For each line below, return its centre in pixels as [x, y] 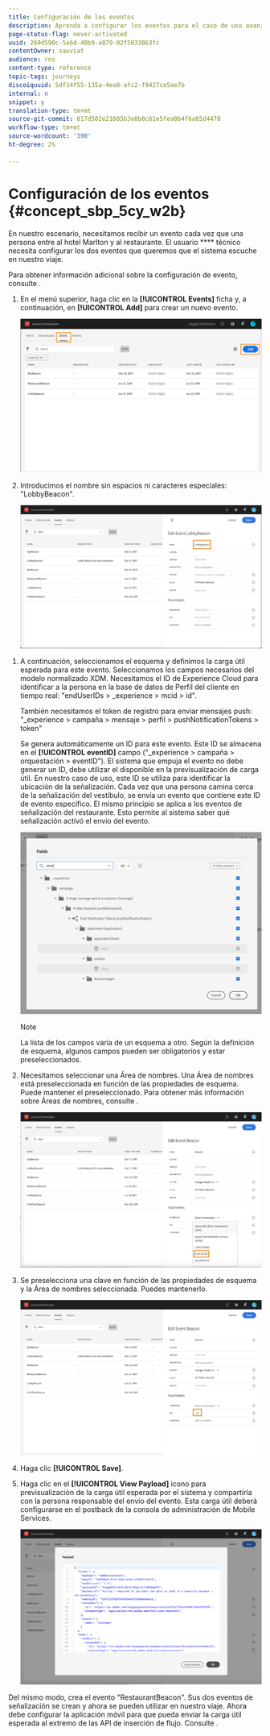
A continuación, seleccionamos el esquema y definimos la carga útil [132, 662]
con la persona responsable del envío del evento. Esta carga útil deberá [139, 1501]
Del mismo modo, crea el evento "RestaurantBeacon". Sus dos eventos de [131, 1697]
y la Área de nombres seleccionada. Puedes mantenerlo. [113, 1289]
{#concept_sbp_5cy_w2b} [97, 211]
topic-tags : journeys [45, 77]
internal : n [28, 93]
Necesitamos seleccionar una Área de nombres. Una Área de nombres [137, 1075]
